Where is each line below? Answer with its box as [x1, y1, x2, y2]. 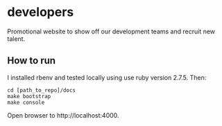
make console [7, 99, 45, 106]
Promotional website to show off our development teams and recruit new [7, 27, 216, 36]
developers [7, 4, 74, 20]
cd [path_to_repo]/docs [7, 86, 76, 94]
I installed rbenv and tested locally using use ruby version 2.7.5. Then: [7, 73, 207, 81]
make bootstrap [7, 93, 51, 100]
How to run [7, 55, 56, 67]
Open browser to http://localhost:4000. [7, 111, 119, 119]
